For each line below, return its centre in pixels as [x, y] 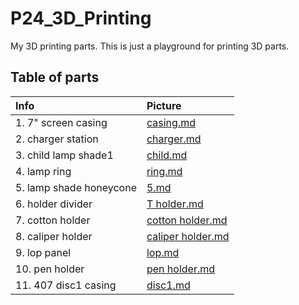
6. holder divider [54, 204]
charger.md [174, 139]
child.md [167, 155]
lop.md [163, 252]
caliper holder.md [188, 236]
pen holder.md [181, 269]
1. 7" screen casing [61, 122]
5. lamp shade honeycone [76, 187]
